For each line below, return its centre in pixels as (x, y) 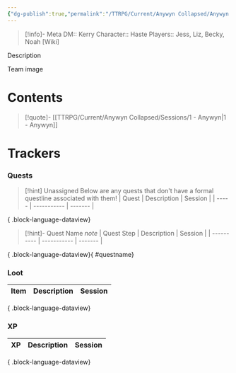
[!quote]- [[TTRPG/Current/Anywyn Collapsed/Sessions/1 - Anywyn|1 (125, 117)
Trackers (34, 153)
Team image (25, 69)
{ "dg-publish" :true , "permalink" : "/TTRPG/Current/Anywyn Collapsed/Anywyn (118, 14)
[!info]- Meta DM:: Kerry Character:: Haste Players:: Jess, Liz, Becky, (124, 34)
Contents (35, 97)
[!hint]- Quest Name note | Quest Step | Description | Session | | (117, 234)
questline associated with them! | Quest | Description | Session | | (120, 198)
